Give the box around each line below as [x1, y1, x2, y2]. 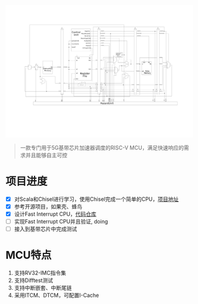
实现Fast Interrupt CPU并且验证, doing [14, 218, 108, 225]
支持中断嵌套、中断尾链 [14, 284, 72, 291]
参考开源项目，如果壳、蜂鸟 [14, 203, 83, 210]
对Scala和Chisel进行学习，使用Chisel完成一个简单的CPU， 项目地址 [14, 196, 179, 203]
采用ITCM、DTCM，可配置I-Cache [14, 291, 99, 299]
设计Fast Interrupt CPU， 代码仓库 [14, 210, 96, 218]
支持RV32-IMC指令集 [14, 269, 67, 277]
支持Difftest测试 [14, 277, 54, 284]
